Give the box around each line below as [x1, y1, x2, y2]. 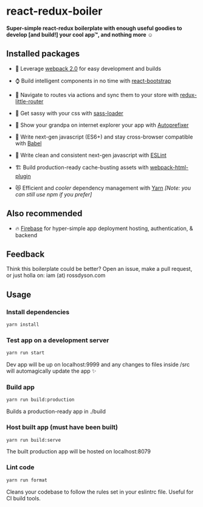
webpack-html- [150, 164, 189, 171]
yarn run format [6, 477, 47, 483]
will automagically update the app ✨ [6, 367, 97, 375]
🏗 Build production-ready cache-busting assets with [15, 164, 149, 171]
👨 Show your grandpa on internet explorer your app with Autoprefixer [15, 121, 189, 129]
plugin [15, 172, 32, 179]
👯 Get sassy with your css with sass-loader [15, 109, 123, 117]
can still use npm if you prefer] [15, 190, 92, 198]
